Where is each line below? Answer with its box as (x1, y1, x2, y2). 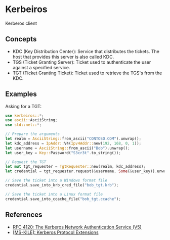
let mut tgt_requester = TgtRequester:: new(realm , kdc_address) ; (5, 164, 146, 169)
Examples (5, 90, 37, 99)
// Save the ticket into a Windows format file (5, 178, 108, 183)
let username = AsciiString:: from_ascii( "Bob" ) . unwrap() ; (5, 146, 130, 151)
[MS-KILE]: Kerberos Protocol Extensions (12, 229, 99, 235)
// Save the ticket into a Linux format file (5, 191, 103, 197)
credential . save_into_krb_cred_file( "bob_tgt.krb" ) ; (5, 183, 119, 188)
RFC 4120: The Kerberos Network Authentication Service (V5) (12, 224, 142, 230)
